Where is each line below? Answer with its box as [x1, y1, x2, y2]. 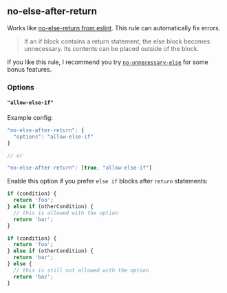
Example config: [7, 113, 54, 121]
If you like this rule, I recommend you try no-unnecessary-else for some [7, 58, 208, 66]
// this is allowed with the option [13, 210, 118, 216]
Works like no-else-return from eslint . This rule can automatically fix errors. [7, 23, 221, 32]
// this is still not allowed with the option [13, 267, 149, 274]
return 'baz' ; [13, 273, 54, 280]
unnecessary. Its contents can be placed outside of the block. [23, 44, 199, 52]
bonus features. [7, 65, 52, 73]
